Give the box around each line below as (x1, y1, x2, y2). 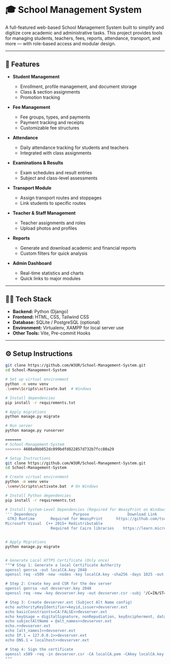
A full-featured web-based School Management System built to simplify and (5, 24, 164, 31)
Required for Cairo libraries (50, 526, 114, 531)
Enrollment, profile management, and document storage (20, 83, 137, 89)
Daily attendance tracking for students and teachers (20, 144, 129, 150)
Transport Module (12, 185, 52, 191)
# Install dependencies (5, 395, 56, 401)
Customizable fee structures (20, 125, 79, 131)
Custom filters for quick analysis (20, 250, 88, 256)
